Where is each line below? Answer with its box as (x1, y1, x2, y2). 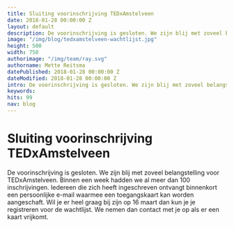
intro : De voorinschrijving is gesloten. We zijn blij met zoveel (7, 81, 204, 88)
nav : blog (7, 101, 36, 108)
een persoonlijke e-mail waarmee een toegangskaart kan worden (7, 190, 194, 199)
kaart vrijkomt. (7, 213, 49, 221)
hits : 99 (7, 95, 33, 101)
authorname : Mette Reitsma (7, 62, 86, 69)
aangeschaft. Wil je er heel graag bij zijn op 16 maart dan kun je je (7, 197, 196, 206)
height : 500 (7, 42, 42, 49)
